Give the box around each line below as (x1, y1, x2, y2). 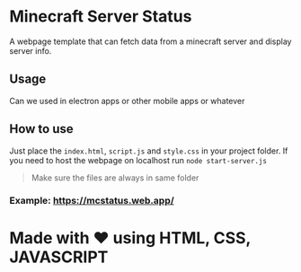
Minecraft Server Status (9, 6, 192, 27)
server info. (9, 45, 52, 56)
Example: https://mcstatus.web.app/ (9, 195, 175, 207)
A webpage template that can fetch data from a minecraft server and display (9, 36, 292, 47)
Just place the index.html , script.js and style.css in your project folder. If (9, 145, 288, 156)
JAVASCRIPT (9, 247, 109, 267)
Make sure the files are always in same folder (31, 172, 199, 183)
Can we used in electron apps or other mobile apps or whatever (9, 95, 245, 106)
